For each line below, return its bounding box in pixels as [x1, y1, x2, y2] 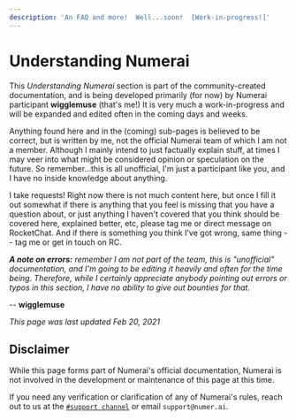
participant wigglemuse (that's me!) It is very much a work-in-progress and [9, 99, 285, 110]
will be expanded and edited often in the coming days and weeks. [9, 108, 248, 119]
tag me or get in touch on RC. [14, 236, 122, 248]
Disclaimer [9, 341, 70, 356]
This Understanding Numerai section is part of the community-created [9, 80, 267, 91]
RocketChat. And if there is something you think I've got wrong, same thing [9, 227, 283, 238]
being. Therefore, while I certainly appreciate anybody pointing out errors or [9, 272, 287, 283]
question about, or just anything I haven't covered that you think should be [9, 209, 280, 219]
